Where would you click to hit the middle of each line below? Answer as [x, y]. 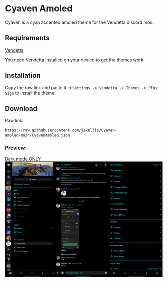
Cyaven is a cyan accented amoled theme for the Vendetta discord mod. [80, 22]
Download [21, 109]
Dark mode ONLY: [24, 159]
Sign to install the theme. [31, 93]
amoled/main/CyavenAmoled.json [38, 135]
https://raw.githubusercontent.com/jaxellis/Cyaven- [61, 130]
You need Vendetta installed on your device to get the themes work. [75, 60]
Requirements [27, 38]
